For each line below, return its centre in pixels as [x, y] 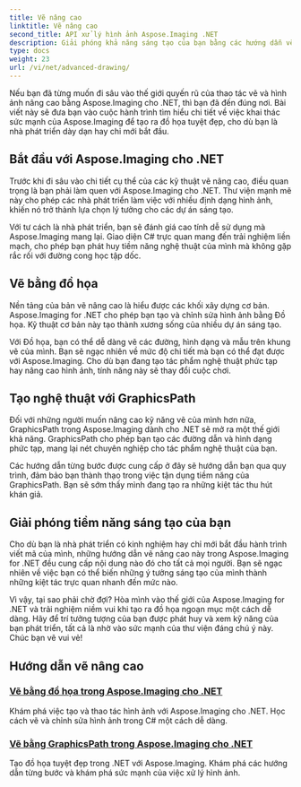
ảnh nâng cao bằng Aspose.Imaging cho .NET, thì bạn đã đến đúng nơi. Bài [148, 102]
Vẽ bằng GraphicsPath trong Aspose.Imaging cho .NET [131, 743]
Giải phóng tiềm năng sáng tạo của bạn [120, 522]
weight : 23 [30, 59]
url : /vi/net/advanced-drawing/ [69, 68]
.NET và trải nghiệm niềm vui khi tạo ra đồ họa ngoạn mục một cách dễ [140, 610]
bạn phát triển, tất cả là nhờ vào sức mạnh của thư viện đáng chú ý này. [142, 628]
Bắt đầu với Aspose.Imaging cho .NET [117, 159]
